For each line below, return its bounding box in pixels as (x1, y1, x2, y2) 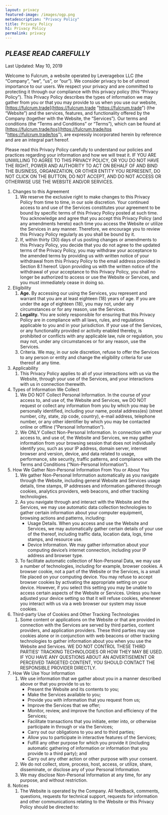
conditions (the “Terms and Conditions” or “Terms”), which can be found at (5, 120, 160, 126)
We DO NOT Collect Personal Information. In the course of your (20, 391, 151, 398)
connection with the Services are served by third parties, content (20, 622, 154, 628)
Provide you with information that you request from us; (27, 697, 140, 703)
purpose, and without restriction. (20, 777, 88, 783)
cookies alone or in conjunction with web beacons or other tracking (20, 633, 159, 639)
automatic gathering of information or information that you (27, 745, 148, 751)
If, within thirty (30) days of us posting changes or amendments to (20, 236, 157, 242)
